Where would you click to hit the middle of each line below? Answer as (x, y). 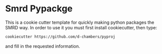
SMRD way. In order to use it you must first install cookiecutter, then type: (81, 27)
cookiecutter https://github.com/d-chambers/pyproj (60, 37)
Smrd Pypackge (39, 9)
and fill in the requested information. (43, 46)
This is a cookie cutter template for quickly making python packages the (80, 22)
